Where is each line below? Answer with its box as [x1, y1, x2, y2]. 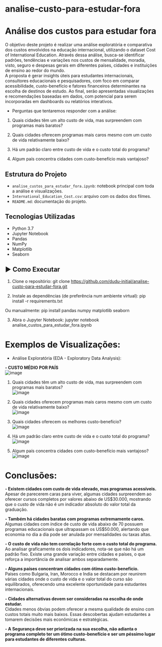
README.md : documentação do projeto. [12, 198, 87, 204]
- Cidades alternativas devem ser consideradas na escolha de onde [5, 596, 144, 602]
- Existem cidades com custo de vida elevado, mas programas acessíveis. [5, 486, 157, 492]
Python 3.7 [12, 225, 34, 231]
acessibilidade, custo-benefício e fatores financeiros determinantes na [5, 83, 146, 89]
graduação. [5, 507, 28, 512]
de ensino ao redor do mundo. [5, 68, 65, 73]
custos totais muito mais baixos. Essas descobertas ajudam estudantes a [5, 612, 151, 617]
